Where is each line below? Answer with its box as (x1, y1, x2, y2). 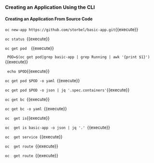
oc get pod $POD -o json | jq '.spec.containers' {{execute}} (5, 87, 130, 93)
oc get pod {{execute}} (5, 45, 54, 51)
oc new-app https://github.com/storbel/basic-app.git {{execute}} (5, 27, 139, 32)
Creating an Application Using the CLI (5, 4, 95, 11)
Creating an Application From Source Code (5, 16, 93, 22)
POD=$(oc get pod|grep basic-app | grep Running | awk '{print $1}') (7, 55, 150, 59)
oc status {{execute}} (5, 36, 50, 42)
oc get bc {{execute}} (5, 96, 50, 103)
